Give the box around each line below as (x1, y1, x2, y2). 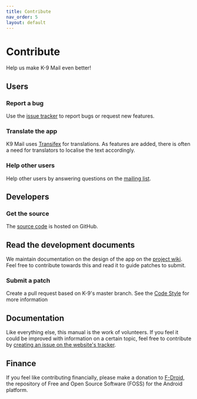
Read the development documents (6, 240, 135, 250)
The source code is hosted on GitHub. (6, 223, 98, 230)
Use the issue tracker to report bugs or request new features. (6, 112, 155, 119)
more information (6, 296, 48, 303)
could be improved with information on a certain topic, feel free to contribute (6, 335, 192, 342)
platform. (6, 387, 28, 394)
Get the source (6, 210, 49, 218)
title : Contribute (6, 8, 51, 15)
